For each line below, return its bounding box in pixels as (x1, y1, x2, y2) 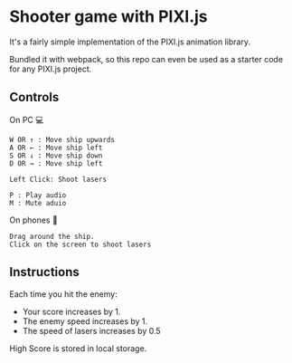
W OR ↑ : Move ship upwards (9, 135, 116, 144)
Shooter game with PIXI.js (9, 6, 208, 27)
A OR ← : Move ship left (9, 143, 103, 152)
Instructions (9, 264, 80, 280)
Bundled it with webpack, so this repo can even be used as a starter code (9, 53, 283, 64)
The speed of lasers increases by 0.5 (22, 325, 161, 336)
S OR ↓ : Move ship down (9, 151, 103, 160)
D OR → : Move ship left (9, 158, 103, 168)
